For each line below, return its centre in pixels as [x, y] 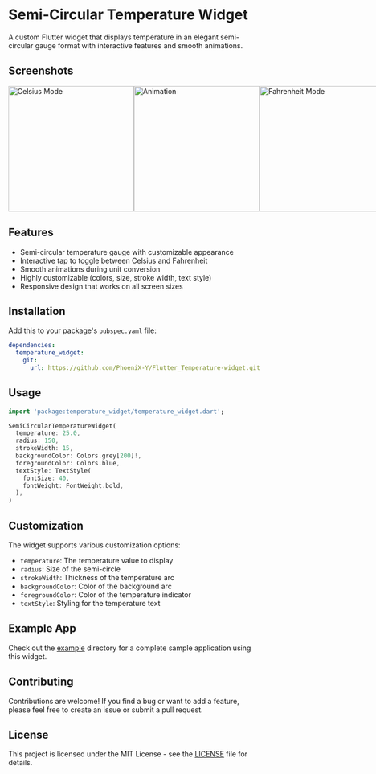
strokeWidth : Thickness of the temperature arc [97, 577]
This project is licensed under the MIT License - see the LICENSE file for [128, 754]
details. [20, 763]
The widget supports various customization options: [94, 545]
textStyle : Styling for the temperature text [90, 603]
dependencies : [32, 346]
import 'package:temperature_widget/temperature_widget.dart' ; [116, 412]
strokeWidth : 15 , [45, 448]
